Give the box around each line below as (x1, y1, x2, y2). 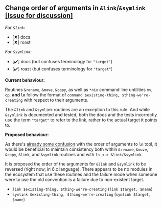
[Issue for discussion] (5, 12, 73, 20)
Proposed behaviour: (5, 132, 49, 138)
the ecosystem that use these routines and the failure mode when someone (5, 171, 158, 177)
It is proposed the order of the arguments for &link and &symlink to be (5, 161, 146, 167)
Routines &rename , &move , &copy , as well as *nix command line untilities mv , (5, 87, 153, 92)
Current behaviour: (5, 77, 45, 83)
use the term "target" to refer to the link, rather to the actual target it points (5, 117, 158, 123)
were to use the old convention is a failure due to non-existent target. (5, 176, 144, 183)
